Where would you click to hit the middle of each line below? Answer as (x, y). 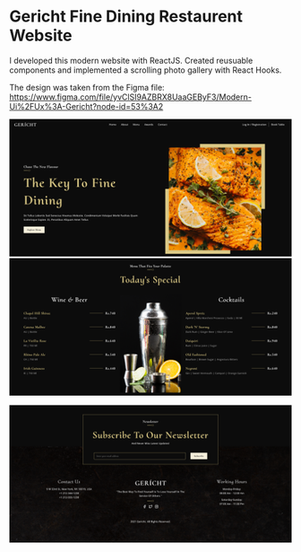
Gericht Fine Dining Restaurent (126, 17)
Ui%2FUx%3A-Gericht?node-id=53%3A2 (86, 106)
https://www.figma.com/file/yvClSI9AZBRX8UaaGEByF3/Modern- (131, 97)
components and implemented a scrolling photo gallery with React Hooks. (146, 70)
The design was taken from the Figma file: (87, 87)
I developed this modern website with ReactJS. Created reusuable (131, 60)
